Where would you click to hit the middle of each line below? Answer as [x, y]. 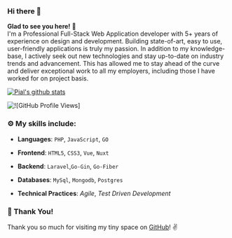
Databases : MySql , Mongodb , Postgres [70, 180]
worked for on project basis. [48, 78]
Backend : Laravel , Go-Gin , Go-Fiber [68, 166]
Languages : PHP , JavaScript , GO [63, 139]
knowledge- [208, 49]
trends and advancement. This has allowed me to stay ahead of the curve [114, 64]
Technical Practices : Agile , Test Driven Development [94, 193]
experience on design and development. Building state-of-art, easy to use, [115, 41]
